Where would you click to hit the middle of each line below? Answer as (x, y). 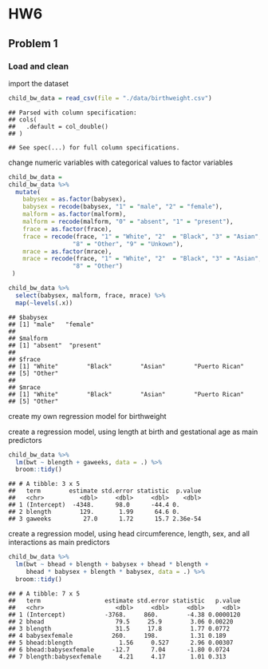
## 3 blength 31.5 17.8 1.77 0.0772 (119, 628)
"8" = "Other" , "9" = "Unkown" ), (128, 244)
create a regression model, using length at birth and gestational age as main (133, 432)
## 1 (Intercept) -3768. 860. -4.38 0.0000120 (124, 615)
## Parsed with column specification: (73, 113)
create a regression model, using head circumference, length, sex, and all (129, 534)
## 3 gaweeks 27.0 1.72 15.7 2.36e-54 (105, 519)
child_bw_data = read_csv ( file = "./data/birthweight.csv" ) (110, 98)
